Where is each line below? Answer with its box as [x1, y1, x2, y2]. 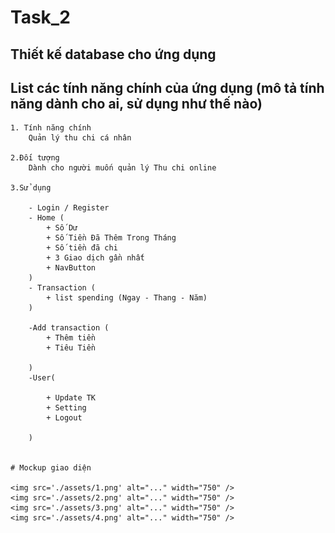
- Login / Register [28, 203, 110, 213]
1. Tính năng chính [10, 123, 92, 133]
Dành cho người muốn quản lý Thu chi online [28, 163, 217, 173]
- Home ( [28, 213, 65, 223]
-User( [28, 373, 56, 383]
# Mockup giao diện [10, 463, 92, 473]
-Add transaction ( [28, 323, 110, 333]
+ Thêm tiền [46, 333, 97, 343]
